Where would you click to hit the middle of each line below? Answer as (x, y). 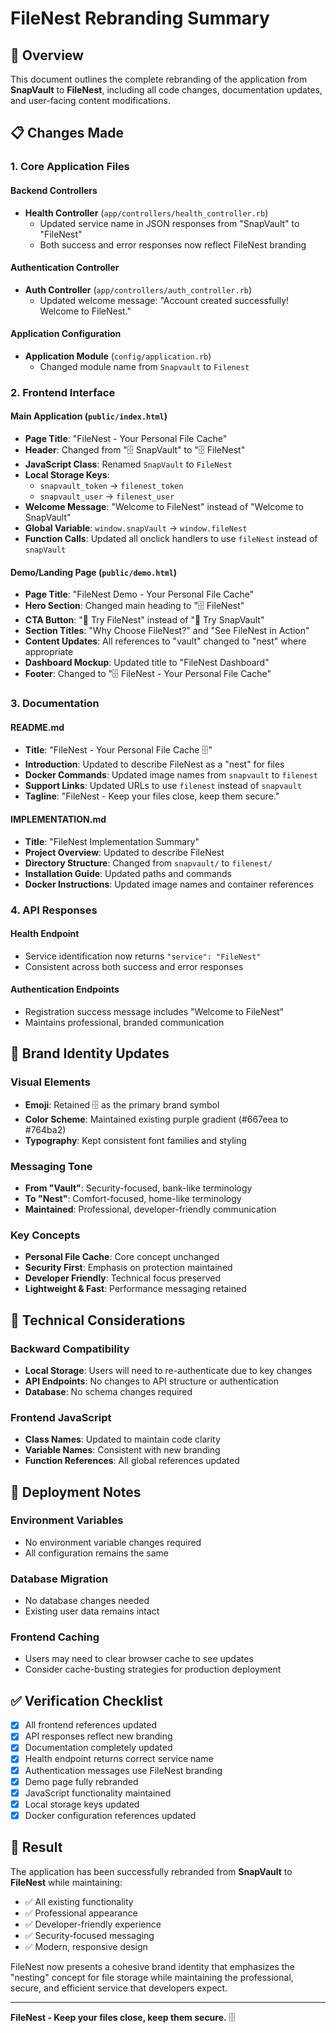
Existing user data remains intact (92, 1611)
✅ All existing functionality (79, 1901)
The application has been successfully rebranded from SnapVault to (151, 1871)
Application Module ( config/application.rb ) (118, 356)
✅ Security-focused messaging (89, 1935)
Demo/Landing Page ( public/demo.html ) (94, 572)
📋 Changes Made (67, 133)
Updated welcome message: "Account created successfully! (164, 300)
